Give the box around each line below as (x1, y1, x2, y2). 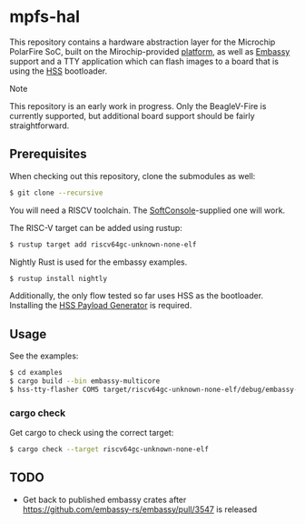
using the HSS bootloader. (9, 65, 108, 76)
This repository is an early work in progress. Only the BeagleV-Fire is (9, 100, 267, 111)
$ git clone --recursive (9, 188, 103, 197)
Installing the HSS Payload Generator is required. (9, 300, 192, 311)
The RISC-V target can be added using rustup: (9, 222, 183, 233)
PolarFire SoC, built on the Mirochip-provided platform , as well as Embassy (9, 45, 290, 56)
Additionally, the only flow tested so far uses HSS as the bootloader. (9, 290, 264, 301)
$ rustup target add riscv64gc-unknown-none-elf (9, 239, 197, 249)
